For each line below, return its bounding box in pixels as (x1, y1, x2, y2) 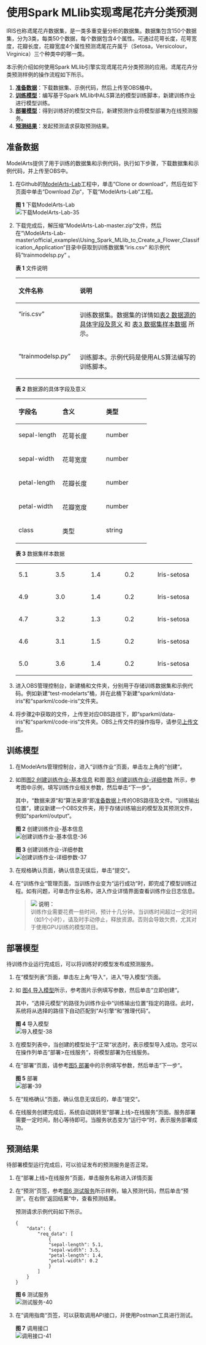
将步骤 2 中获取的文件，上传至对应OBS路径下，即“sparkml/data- (15, 710, 176, 717)
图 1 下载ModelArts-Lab (15, 201, 75, 208)
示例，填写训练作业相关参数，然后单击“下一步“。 (31, 784, 155, 791)
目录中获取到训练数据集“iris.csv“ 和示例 (65, 243, 166, 251)
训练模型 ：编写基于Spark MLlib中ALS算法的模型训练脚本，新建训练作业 (15, 92, 196, 99)
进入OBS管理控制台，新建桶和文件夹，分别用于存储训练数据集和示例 (15, 682, 188, 689)
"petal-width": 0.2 (48, 1258, 98, 1264)
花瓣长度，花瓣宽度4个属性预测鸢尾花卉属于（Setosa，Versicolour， (17, 42, 191, 50)
